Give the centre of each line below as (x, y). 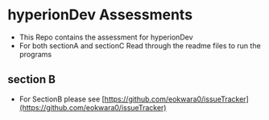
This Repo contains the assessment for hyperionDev (106, 37)
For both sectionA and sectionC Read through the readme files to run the (140, 45)
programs (35, 54)
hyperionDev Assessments (100, 15)
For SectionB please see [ (62, 99)
